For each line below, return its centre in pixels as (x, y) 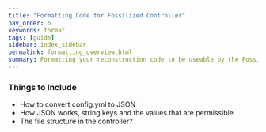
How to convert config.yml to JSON (78, 104)
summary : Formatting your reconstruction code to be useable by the (123, 60)
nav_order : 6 (30, 23)
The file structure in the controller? (76, 121)
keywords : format (37, 30)
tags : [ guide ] (32, 38)
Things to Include (42, 87)
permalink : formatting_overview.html (70, 52)
